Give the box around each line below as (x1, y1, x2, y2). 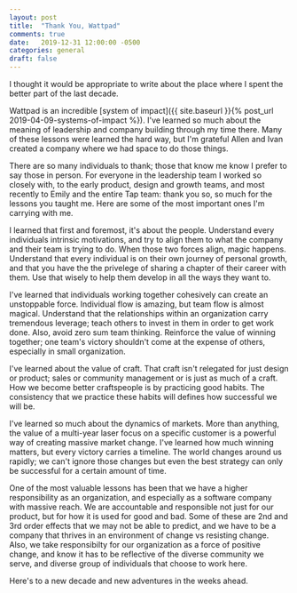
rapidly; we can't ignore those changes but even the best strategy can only (9, 456, 284, 467)
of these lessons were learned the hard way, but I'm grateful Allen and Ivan (9, 134, 284, 144)
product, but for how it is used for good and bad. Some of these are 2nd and (9, 511, 288, 521)
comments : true (9, 29, 66, 38)
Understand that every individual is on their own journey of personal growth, (9, 253, 288, 263)
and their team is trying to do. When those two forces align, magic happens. (9, 244, 286, 254)
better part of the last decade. (9, 88, 119, 99)
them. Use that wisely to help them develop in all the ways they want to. (9, 272, 271, 283)
